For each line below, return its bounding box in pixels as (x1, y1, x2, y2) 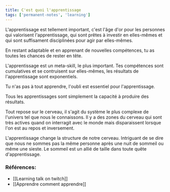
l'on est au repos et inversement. (5, 125, 75, 131)
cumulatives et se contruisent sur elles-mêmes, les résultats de (5, 68, 139, 74)
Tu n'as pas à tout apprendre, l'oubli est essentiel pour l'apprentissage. (5, 83, 155, 90)
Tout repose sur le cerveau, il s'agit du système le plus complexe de (5, 109, 149, 115)
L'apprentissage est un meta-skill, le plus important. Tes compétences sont (5, 62, 164, 69)
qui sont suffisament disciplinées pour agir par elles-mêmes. (5, 37, 133, 44)
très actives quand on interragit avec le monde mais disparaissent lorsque (5, 119, 161, 125)
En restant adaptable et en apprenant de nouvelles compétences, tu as (5, 47, 155, 53)
